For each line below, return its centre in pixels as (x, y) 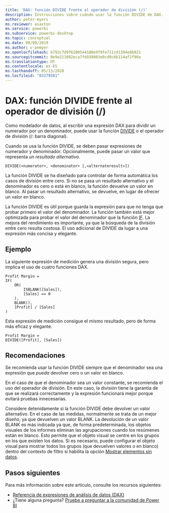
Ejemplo (18, 249)
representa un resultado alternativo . (43, 157)
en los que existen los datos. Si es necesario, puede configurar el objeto (80, 441)
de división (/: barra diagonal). (37, 136)
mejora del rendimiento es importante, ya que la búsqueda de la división (80, 222)
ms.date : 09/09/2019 (27, 43)
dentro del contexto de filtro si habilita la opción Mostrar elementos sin (79, 452)
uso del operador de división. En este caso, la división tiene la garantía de (82, 388)
